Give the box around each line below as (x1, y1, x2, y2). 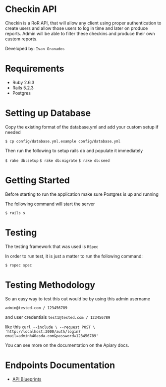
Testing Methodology (5, 279, 96, 290)
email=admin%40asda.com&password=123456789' (5, 333, 99, 338)
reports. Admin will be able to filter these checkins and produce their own (5, 30, 155, 36)
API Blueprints (12, 376, 42, 382)
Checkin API (5, 3, 57, 15)
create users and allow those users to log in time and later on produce (5, 25, 148, 31)
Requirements (5, 63, 64, 74)
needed (5, 129, 21, 135)
